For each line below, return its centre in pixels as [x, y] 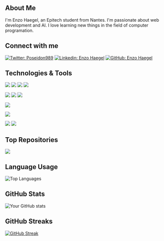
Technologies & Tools [39, 73]
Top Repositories [32, 140]
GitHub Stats [25, 194]
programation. [19, 30]
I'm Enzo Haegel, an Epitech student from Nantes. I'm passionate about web [82, 20]
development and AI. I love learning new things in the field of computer [77, 25]
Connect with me [32, 46]
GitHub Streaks [29, 222]
